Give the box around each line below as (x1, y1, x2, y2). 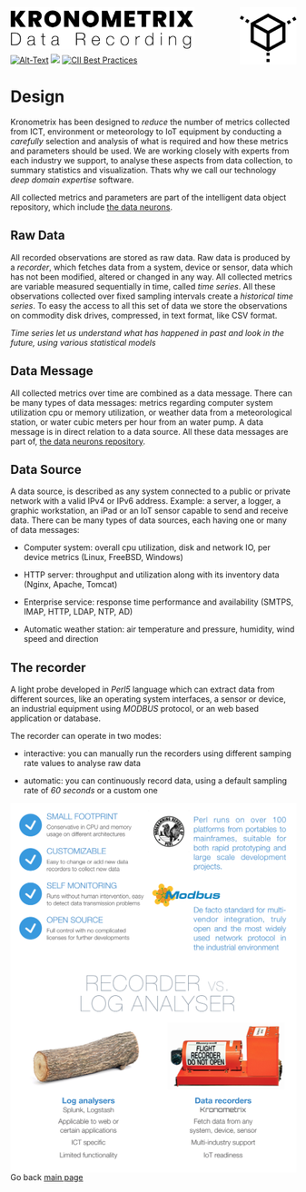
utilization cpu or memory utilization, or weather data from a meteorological (10, 407, 292, 418)
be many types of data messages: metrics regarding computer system (10, 397, 273, 408)
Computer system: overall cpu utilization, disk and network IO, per (23, 542, 271, 553)
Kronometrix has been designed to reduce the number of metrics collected (10, 116, 291, 127)
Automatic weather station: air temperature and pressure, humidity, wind (23, 624, 295, 635)
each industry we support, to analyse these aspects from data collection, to (10, 154, 293, 165)
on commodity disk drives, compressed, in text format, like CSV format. (10, 310, 278, 320)
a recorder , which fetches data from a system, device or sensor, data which (10, 261, 293, 272)
